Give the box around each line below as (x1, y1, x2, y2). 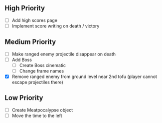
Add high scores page (11, 17, 58, 23)
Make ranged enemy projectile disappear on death (11, 51, 116, 57)
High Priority (4, 4, 45, 12)
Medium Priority (4, 37, 56, 46)
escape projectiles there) (11, 79, 63, 85)
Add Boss (11, 56, 32, 62)
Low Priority (4, 93, 43, 102)
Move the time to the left (11, 112, 63, 118)
